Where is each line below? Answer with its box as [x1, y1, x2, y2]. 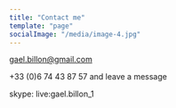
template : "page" [9, 21, 74, 30]
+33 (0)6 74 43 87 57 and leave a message [9, 71, 167, 82]
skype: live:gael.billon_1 [9, 88, 95, 99]
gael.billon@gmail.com [9, 54, 93, 65]
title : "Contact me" [9, 12, 86, 22]
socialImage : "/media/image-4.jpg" [9, 29, 141, 38]
